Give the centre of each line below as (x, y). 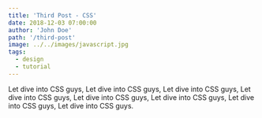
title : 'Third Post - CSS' (52, 15)
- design (30, 60)
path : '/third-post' (42, 37)
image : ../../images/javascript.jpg (68, 45)
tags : (17, 52)
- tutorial (33, 67)
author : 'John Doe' (40, 30)
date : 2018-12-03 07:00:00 (52, 23)
